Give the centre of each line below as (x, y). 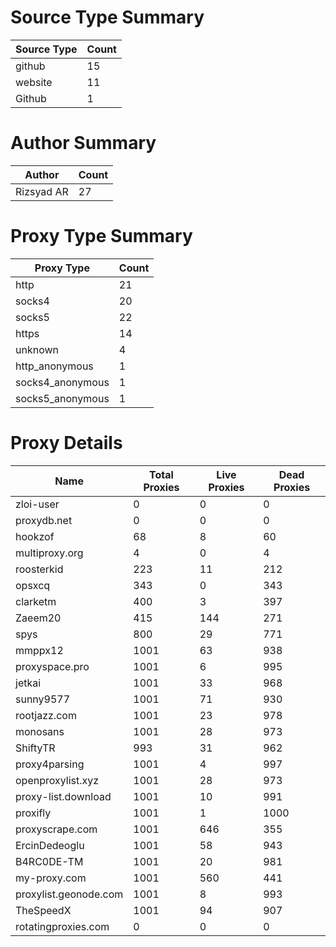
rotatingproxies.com (62, 926)
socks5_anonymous (62, 398)
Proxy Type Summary (101, 236)
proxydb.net (44, 520)
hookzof (35, 536)
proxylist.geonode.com (69, 894)
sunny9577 (43, 699)
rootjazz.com (46, 715)
